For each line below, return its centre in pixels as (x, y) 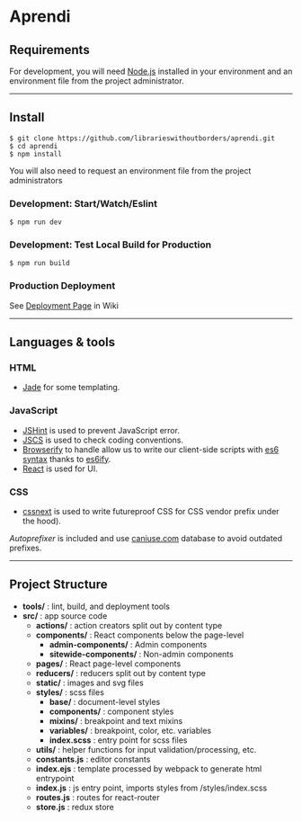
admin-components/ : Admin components (128, 644)
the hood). (41, 521)
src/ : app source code (65, 616)
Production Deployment (62, 286)
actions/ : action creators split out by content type (129, 625)
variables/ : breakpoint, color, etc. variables (130, 730)
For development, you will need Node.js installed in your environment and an (151, 71)
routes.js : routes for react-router (98, 797)
